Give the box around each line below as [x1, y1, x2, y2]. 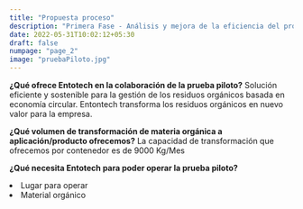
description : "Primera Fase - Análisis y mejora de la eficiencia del [9, 22, 280, 31]
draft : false [9, 38, 59, 48]
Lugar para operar [21, 180, 88, 190]
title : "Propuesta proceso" [9, 13, 115, 23]
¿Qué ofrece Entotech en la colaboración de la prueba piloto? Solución [9, 80, 278, 90]
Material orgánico [21, 190, 87, 200]
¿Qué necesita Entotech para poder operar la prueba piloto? [9, 163, 239, 173]
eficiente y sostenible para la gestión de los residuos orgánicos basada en [9, 89, 286, 100]
